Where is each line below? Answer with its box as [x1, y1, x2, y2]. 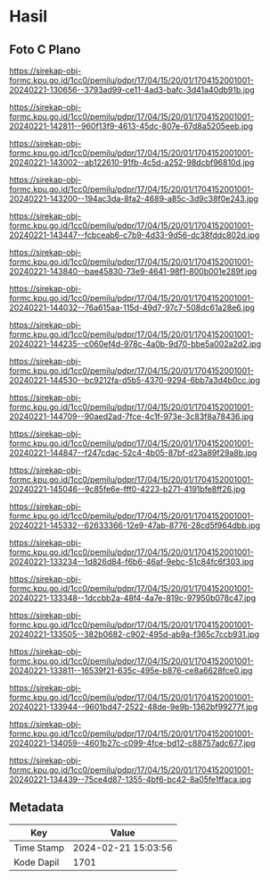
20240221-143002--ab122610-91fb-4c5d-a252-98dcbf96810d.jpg [9, 157, 255, 167]
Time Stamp [13, 842, 65, 854]
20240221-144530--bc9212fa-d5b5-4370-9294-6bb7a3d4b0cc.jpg [9, 375, 260, 385]
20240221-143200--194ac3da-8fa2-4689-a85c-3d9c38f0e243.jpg [9, 194, 258, 204]
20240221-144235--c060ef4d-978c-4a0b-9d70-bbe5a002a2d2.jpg [9, 339, 261, 349]
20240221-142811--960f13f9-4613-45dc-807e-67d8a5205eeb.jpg [9, 121, 254, 131]
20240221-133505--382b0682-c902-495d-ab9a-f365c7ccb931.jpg [9, 629, 260, 640]
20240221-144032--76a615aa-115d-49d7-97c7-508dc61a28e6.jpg [9, 302, 256, 313]
